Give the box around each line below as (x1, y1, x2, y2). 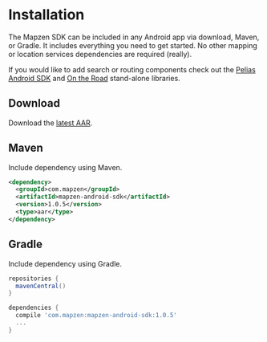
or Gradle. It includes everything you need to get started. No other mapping (8, 40, 258, 50)
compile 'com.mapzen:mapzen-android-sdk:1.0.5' (15, 311, 178, 320)
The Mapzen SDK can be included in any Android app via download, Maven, (8, 32, 260, 42)
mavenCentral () (15, 282, 67, 290)
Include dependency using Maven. (8, 162, 123, 172)
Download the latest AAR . (8, 118, 93, 128)
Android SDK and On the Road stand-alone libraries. (8, 73, 180, 83)
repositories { (8, 275, 59, 283)
